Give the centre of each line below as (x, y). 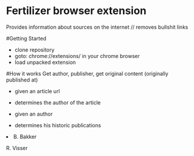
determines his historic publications (58, 125)
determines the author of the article (58, 102)
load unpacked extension (45, 62)
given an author (34, 114)
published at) (22, 80)
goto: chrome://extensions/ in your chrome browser (77, 56)
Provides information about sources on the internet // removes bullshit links (97, 27)
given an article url (37, 91)
